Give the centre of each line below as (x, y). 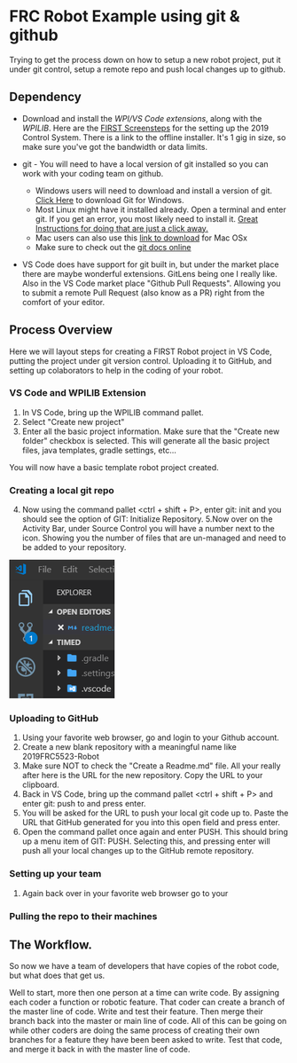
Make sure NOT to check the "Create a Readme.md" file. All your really (151, 766)
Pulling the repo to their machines (83, 916)
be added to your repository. (74, 547)
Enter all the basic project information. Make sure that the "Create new (151, 431)
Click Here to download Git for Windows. (109, 200)
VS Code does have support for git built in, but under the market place (150, 264)
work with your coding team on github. (93, 173)
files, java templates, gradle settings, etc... (99, 450)
